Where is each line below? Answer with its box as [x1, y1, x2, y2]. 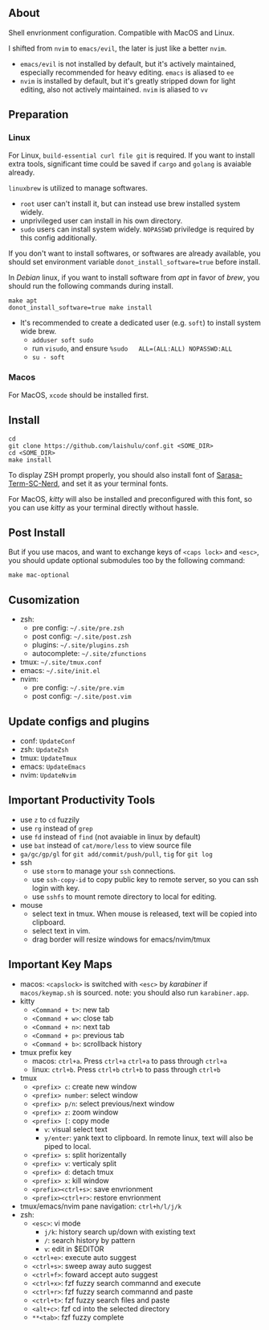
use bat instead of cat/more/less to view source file [19, 840, 192, 850]
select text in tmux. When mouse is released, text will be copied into [31, 909, 258, 918]
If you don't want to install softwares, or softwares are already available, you [8, 248, 261, 258]
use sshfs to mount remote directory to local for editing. [31, 892, 217, 901]
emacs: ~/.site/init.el [19, 666, 100, 675]
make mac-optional [8, 571, 70, 580]
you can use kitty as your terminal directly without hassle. [8, 503, 199, 512]
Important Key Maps [8, 958, 112, 971]
